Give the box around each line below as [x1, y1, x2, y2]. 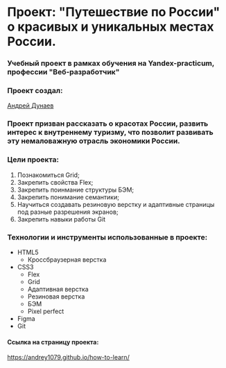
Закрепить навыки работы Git [17, 215, 106, 223]
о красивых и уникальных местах [7, 19, 214, 35]
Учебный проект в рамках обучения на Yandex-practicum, [7, 58, 215, 68]
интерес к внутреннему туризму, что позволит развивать [7, 128, 214, 137]
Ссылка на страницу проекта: [7, 337, 99, 346]
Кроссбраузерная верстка [27, 255, 107, 264]
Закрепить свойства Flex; [17, 178, 94, 186]
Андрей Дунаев [7, 101, 54, 110]
